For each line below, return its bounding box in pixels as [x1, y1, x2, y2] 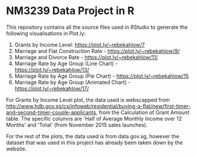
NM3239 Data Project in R [6, 4, 135, 18]
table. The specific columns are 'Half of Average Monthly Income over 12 [6, 115, 182, 122]
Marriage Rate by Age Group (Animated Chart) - [14, 78, 131, 86]
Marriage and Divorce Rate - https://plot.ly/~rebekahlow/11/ [14, 54, 158, 61]
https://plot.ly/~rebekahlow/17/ [14, 85, 89, 92]
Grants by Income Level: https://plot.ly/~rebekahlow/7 [14, 41, 145, 48]
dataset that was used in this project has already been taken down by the [6, 139, 183, 146]
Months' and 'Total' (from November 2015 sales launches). [6, 121, 148, 128]
